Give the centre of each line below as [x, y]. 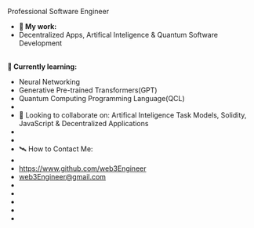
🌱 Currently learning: [42, 67]
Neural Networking [49, 82]
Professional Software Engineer [58, 11]
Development [40, 43]
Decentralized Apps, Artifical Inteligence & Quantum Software [118, 35]
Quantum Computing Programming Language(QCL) [102, 98]
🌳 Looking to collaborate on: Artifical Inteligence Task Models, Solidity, [132, 115]
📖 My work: [38, 26]
